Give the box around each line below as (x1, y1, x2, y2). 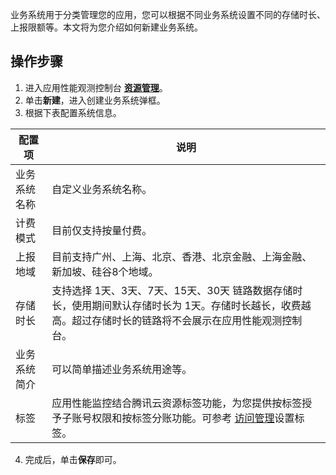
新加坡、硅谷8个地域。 (51, 264, 159, 278)
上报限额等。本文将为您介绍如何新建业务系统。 (10, 21, 203, 33)
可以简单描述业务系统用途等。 (51, 362, 193, 376)
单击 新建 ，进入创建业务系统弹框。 (24, 94, 166, 106)
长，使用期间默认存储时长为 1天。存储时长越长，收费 (51, 298, 302, 312)
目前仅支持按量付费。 (51, 223, 153, 237)
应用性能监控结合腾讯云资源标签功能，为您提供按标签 (51, 396, 303, 410)
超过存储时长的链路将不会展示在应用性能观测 (71, 313, 283, 327)
